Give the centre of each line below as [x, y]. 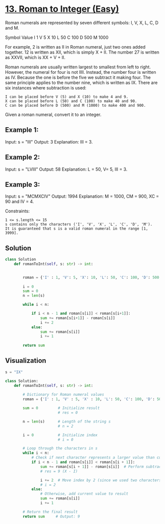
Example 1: [22, 130]
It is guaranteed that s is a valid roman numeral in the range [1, [77, 229]
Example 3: [23, 185]
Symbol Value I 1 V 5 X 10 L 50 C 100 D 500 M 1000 [57, 37]
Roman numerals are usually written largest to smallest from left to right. [78, 67]
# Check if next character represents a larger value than [93, 458]
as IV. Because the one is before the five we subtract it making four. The [78, 77]
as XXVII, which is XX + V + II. [35, 57]
